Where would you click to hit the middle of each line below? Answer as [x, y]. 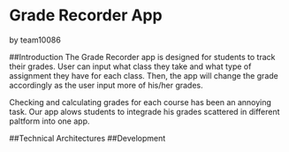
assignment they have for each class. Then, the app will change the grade [144, 75]
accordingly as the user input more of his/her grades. [106, 85]
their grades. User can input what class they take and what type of [130, 66]
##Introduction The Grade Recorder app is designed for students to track [142, 57]
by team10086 [35, 40]
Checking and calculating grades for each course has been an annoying [141, 102]
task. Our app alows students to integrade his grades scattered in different [144, 111]
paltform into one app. [49, 121]
